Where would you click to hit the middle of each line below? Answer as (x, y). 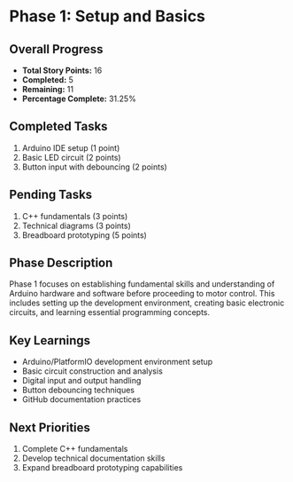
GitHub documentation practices (81, 399)
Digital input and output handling (81, 381)
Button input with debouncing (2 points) (95, 167)
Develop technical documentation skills (93, 458)
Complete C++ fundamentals (75, 449)
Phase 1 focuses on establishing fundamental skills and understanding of (142, 284)
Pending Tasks (51, 195)
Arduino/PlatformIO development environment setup (117, 362)
